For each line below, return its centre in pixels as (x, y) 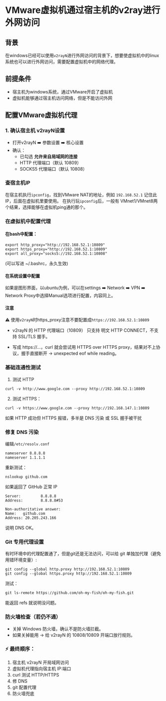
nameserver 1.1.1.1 (25, 457)
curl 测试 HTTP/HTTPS (36, 675)
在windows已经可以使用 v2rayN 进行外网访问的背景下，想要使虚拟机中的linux (82, 55)
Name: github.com (25, 513)
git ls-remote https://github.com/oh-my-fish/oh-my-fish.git (70, 593)
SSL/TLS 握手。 (34, 337)
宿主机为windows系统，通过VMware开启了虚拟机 (62, 92)
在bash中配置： (21, 234)
